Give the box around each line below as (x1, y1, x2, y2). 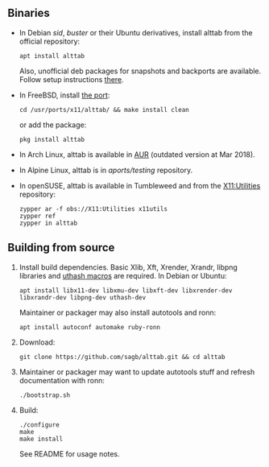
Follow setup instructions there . (19, 74, 124, 84)
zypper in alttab (19, 219, 78, 227)
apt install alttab (19, 52, 85, 60)
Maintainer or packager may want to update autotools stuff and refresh (19, 366, 255, 377)
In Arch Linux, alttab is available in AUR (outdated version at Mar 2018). (19, 149, 255, 159)
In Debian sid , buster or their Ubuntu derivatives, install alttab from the (19, 27, 253, 37)
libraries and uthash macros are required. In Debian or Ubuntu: (19, 271, 227, 280)
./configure (19, 420, 60, 429)
